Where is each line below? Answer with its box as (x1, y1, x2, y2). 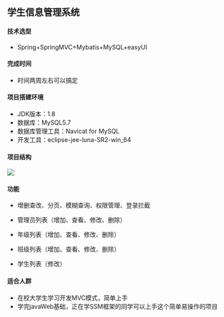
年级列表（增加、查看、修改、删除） (17, 230, 121, 239)
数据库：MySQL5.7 (17, 119, 71, 126)
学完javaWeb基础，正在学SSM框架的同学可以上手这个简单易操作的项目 (17, 302, 218, 310)
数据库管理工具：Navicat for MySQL (17, 127, 120, 135)
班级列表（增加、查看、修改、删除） (17, 245, 121, 254)
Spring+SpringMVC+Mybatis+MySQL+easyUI (17, 43, 147, 51)
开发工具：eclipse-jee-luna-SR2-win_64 (17, 136, 132, 143)
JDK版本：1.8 (17, 110, 56, 118)
